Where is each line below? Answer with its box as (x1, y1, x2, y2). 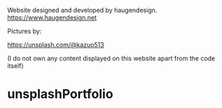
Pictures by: (7, 27, 42, 35)
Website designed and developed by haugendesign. (7, 6, 158, 14)
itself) (7, 62, 25, 69)
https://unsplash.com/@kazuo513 (7, 41, 104, 48)
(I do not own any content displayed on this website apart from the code (7, 54, 216, 62)
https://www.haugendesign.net (7, 13, 97, 22)
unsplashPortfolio (7, 86, 113, 102)
